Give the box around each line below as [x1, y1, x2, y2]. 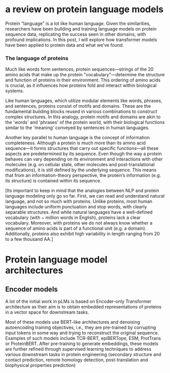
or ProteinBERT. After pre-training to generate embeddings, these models [5, 340, 158, 347]
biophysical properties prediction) [5, 362, 76, 368]
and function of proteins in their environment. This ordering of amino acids [5, 77, 161, 83]
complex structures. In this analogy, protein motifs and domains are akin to [5, 114, 161, 120]
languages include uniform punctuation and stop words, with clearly [5, 204, 147, 210]
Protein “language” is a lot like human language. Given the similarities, [5, 20, 151, 26]
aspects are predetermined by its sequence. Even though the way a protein [5, 151, 162, 157]
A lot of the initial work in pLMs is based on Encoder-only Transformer [5, 298, 152, 304]
